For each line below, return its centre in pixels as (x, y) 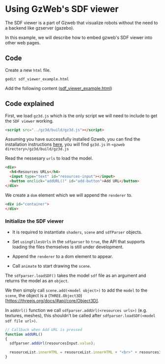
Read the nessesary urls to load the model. (49, 158)
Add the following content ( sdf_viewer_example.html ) (59, 88)
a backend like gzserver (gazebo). (40, 28)
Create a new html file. (28, 70)
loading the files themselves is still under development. (68, 247)
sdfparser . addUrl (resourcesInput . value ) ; (53, 343)
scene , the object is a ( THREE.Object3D (43, 295)
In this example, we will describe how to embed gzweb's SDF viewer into (79, 37)
